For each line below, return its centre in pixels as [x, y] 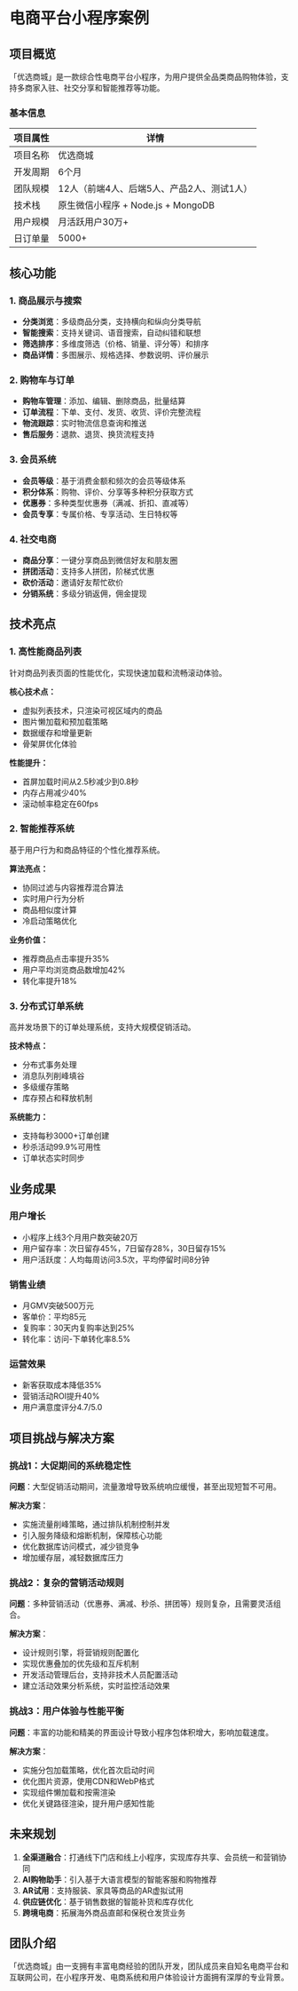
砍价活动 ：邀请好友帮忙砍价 [73, 582]
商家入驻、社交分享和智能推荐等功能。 [94, 88]
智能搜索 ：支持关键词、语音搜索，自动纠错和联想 [111, 332]
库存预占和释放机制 [57, 1099]
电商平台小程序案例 [79, 18]
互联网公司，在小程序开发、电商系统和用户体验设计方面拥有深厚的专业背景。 [149, 1978]
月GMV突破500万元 [58, 1305]
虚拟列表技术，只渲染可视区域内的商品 [92, 710]
